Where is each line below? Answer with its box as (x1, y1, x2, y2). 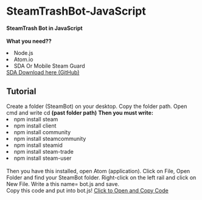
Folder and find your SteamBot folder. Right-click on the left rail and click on (6, 174, 197, 181)
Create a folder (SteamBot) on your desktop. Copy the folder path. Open (6, 102, 187, 110)
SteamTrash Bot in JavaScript (6, 24, 83, 32)
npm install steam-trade (14, 148, 74, 155)
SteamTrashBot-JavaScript (6, 4, 146, 18)
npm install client (14, 122, 57, 129)
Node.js (14, 49, 33, 56)
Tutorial (6, 87, 37, 97)
